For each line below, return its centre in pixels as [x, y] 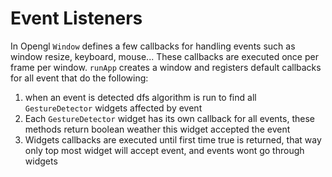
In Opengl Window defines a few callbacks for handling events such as [153, 46]
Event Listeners [76, 18]
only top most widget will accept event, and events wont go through [164, 150]
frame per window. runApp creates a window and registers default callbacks [166, 67]
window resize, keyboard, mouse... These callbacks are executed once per [164, 56]
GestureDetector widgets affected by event [113, 108]
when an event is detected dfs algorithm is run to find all [140, 97]
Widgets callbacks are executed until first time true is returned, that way [173, 139]
